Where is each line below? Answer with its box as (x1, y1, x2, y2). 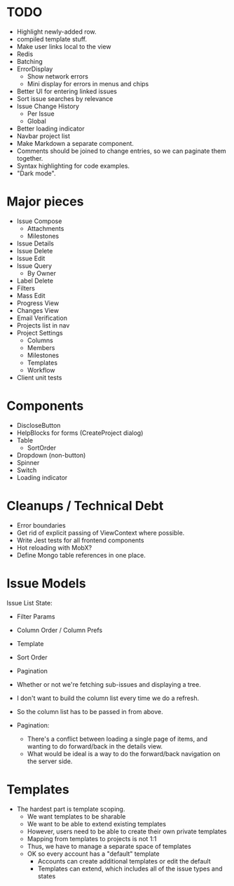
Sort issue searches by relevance (16, 94, 113, 102)
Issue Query (16, 261, 53, 270)
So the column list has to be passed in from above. (16, 707, 163, 716)
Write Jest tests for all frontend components (16, 536, 144, 544)
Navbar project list (16, 131, 71, 140)
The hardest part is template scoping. (16, 805, 125, 813)
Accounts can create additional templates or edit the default (37, 857, 211, 865)
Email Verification (16, 314, 68, 322)
